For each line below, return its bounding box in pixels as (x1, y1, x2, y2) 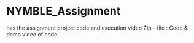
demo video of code (6, 30, 58, 38)
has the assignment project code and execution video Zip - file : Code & (6, 24, 188, 31)
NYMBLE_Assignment (6, 4, 121, 18)
